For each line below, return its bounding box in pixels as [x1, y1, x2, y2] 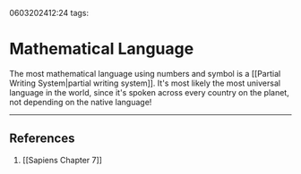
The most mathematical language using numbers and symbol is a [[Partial [9, 68, 281, 79]
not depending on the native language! [9, 96, 152, 107]
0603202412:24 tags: [9, 8, 90, 18]
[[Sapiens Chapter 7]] [21, 154, 103, 165]
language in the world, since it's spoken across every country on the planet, [9, 87, 289, 97]
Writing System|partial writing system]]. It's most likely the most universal [9, 78, 280, 88]
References [9, 131, 75, 146]
